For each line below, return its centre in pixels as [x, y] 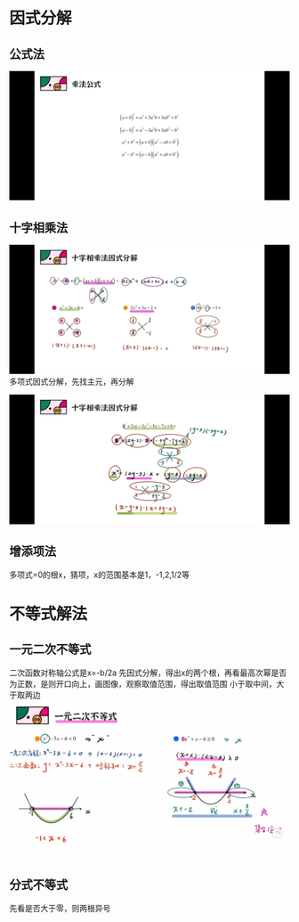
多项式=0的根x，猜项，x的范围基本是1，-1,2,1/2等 [99, 575]
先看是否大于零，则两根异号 [60, 908]
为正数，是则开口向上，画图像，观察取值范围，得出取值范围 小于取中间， [143, 683]
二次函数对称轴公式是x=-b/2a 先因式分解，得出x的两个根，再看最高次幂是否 [148, 673]
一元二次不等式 [50, 650]
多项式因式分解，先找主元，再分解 [72, 382]
